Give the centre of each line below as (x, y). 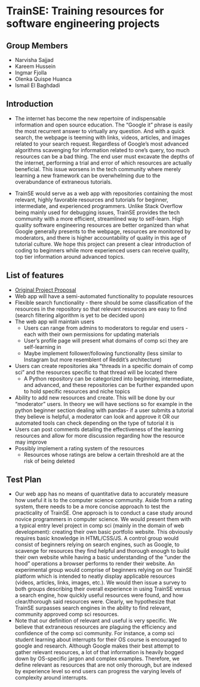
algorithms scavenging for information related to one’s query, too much (102, 150)
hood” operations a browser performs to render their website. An (95, 564)
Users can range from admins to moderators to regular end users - (106, 328)
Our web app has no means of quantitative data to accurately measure (101, 494)
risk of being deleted (49, 461)
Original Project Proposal (45, 290)
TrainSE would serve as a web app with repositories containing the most (104, 193)
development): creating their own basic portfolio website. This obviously (104, 532)
